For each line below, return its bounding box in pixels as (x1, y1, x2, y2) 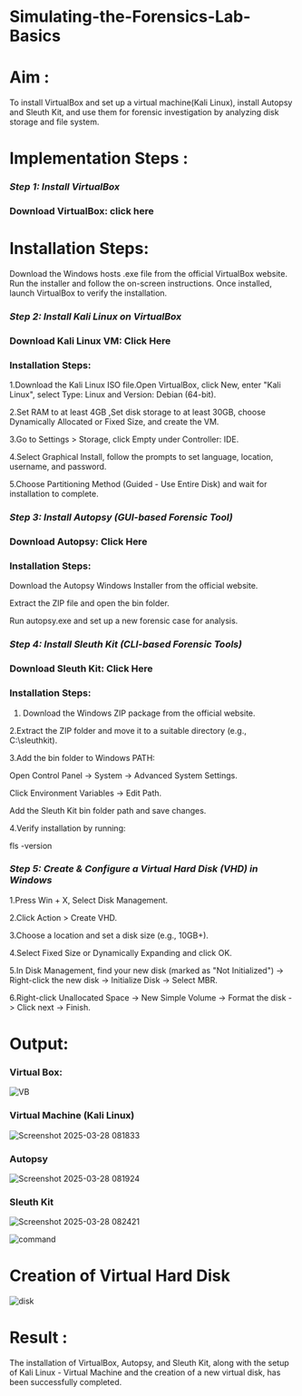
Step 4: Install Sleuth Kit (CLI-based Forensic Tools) (9, 638, 243, 650)
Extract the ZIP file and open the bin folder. (9, 598, 170, 609)
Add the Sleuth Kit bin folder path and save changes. (9, 805, 207, 815)
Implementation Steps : (9, 148, 189, 169)
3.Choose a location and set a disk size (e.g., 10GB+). (9, 930, 209, 941)
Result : (9, 1327, 68, 1348)
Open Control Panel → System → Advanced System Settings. (9, 769, 239, 781)
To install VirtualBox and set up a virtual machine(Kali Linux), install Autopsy (9, 97, 293, 108)
